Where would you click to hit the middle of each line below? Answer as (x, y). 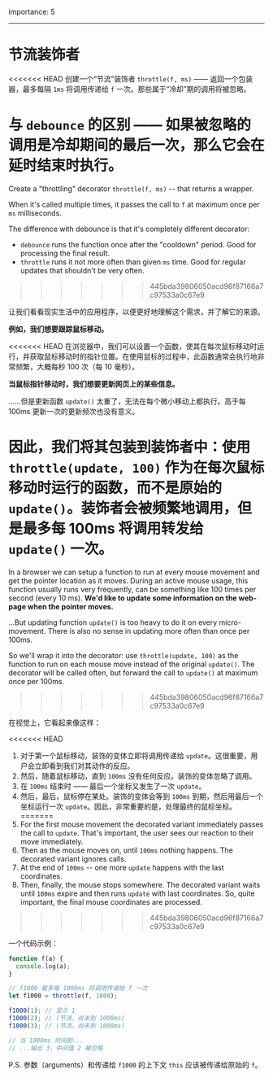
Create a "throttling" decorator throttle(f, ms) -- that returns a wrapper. (131, 188)
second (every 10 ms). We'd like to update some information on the (123, 598)
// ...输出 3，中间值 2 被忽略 (56, 1048)
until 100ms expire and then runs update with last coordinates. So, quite (137, 893)
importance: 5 (32, 12)
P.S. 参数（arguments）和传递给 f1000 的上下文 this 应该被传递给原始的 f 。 (135, 1064)
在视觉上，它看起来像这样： (55, 722)
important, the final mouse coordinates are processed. (111, 901)
